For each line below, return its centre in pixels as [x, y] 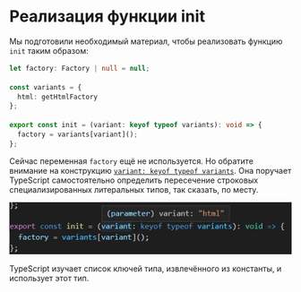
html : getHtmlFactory [58, 97]
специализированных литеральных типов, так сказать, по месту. [134, 189]
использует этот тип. [49, 278]
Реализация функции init [107, 17]
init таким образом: [49, 50]
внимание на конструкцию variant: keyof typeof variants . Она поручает [150, 170]
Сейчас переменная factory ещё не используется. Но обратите [131, 161]
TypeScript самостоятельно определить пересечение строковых [134, 180]
